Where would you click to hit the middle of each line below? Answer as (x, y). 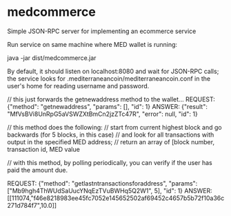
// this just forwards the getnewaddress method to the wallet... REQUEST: (111, 99)
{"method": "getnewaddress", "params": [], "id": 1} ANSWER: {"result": (108, 106)
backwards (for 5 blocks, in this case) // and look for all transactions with (111, 135)
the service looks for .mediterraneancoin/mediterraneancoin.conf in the (109, 78)
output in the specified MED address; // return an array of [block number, (111, 141)
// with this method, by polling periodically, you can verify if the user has (110, 162)
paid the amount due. (38, 170)
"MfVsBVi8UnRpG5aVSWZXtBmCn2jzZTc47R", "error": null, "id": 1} (102, 114)
